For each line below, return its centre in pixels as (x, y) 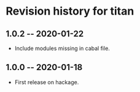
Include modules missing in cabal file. (62, 48)
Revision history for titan (70, 11)
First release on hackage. (47, 82)
